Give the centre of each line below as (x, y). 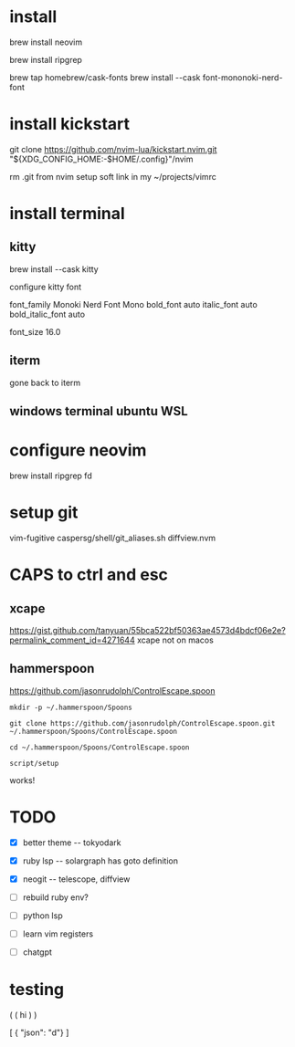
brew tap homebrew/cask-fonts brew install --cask (105, 77)
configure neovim (78, 450)
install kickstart (70, 124)
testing (37, 990)
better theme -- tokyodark (72, 843)
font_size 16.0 (35, 331)
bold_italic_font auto (47, 314)
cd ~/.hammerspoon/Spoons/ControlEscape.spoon (100, 747)
